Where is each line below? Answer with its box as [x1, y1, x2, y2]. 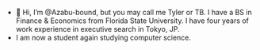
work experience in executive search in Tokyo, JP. [15, 25, 180, 33]
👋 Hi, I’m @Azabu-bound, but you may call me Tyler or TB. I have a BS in [15, 8, 252, 17]
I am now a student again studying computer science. [15, 33, 192, 42]
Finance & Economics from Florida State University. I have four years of [15, 16, 250, 25]
